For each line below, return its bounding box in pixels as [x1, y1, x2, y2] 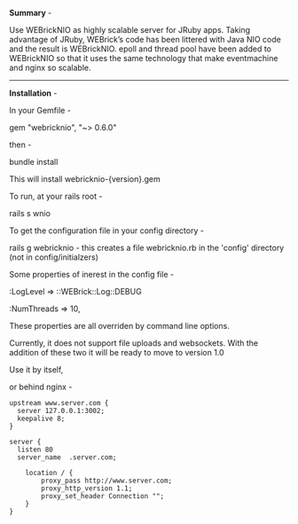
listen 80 [17, 445, 53, 454]
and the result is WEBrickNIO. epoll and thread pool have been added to [9, 43, 272, 54]
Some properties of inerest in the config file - [9, 270, 175, 279]
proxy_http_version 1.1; [41, 484, 133, 493]
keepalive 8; [17, 414, 66, 423]
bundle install [9, 157, 59, 167]
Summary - [9, 8, 52, 18]
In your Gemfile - [9, 106, 71, 115]
